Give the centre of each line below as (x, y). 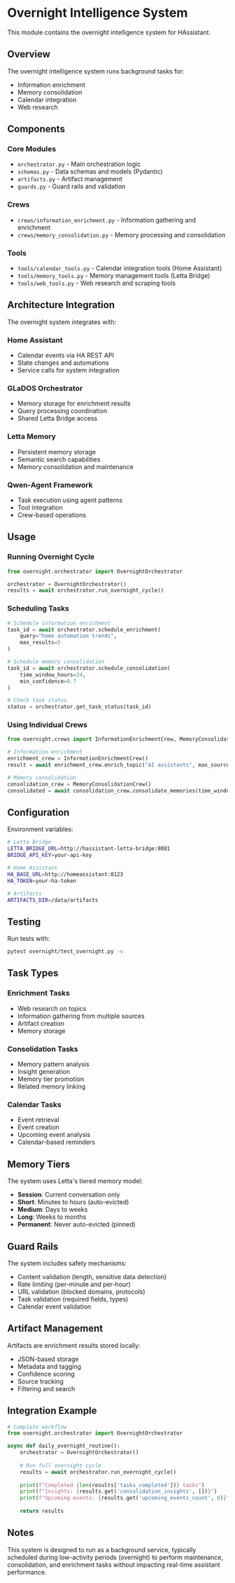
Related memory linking (51, 1087)
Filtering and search (46, 1388)
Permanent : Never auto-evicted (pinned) (77, 1225)
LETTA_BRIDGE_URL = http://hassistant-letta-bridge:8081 (89, 849)
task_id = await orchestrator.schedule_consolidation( (89, 668)
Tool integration (40, 508)
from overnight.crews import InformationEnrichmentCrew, (92, 739)
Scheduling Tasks (38, 608)
